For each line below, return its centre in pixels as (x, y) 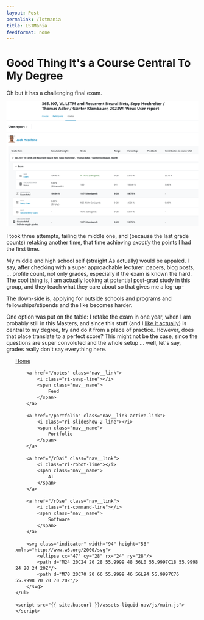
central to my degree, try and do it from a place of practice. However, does (100, 330)
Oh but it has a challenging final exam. (54, 93)
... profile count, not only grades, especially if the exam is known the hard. (99, 274)
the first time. (23, 249)
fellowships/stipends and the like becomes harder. (69, 305)
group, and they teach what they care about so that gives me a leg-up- (95, 287)
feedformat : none (28, 32)
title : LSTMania (27, 26)
